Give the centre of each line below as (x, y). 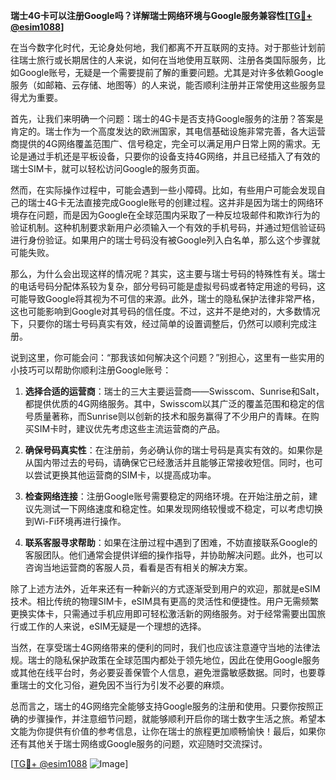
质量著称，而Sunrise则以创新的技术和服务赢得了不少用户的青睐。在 (172, 416)
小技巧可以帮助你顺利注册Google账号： (91, 370)
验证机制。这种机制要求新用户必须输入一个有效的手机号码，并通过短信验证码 (168, 227)
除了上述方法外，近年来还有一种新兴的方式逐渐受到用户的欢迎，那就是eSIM (165, 588)
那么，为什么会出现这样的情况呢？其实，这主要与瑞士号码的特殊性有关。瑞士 (168, 273)
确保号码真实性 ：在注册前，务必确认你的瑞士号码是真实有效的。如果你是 (173, 450)
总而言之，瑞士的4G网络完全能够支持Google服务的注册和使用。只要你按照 (162, 706)
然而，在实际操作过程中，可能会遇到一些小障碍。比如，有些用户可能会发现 (163, 190)
